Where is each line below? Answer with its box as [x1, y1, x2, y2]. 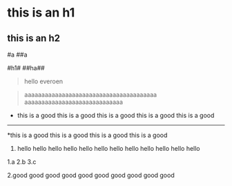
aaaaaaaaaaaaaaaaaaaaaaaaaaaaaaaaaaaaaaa [23, 91, 157, 99]
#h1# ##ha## [7, 64, 45, 72]
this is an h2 [7, 32, 61, 44]
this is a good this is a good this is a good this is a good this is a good [17, 112, 215, 119]
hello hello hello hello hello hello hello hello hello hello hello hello [17, 145, 200, 152]
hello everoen [23, 77, 64, 85]
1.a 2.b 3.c [7, 158, 37, 166]
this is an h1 [7, 5, 75, 21]
